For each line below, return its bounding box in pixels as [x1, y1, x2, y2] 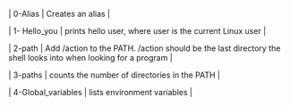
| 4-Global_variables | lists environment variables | [8, 87, 193, 97]
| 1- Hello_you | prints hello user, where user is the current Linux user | [8, 26, 267, 36]
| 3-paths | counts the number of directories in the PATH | [8, 69, 221, 80]
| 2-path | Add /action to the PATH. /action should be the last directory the [8, 43, 281, 53]
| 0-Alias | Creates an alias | [8, 9, 111, 19]
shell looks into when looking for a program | [8, 53, 174, 62]
